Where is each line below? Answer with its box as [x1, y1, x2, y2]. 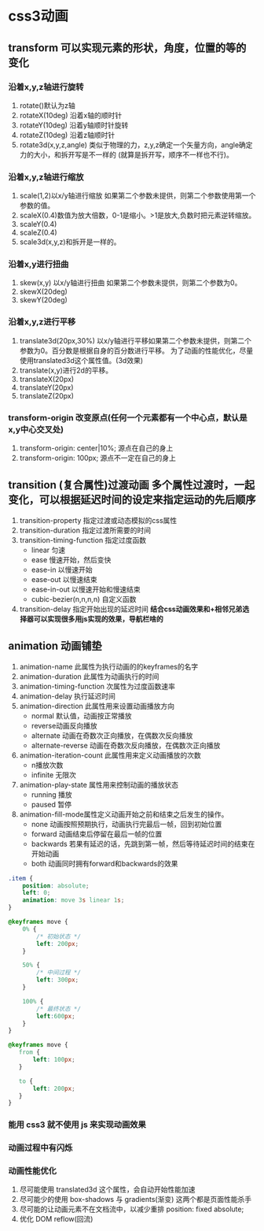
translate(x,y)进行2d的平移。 [19, 365, 112, 375]
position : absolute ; [22, 881, 90, 890]
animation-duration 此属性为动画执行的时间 [19, 671, 159, 681]
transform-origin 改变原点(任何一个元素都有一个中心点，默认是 [8, 412, 247, 423]
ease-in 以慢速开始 [31, 565, 93, 574]
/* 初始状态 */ [36, 933, 81, 940]
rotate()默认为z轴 [19, 100, 76, 110]
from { [18, 1048, 41, 1056]
